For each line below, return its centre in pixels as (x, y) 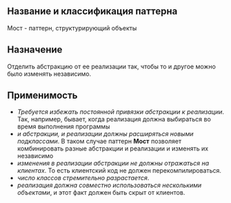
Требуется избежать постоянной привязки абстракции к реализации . (121, 112)
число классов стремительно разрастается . (83, 178)
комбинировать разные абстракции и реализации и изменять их (113, 148)
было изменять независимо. (49, 74)
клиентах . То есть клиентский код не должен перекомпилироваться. (119, 171)
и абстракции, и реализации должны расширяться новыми (106, 134)
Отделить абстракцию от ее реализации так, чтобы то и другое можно (111, 66)
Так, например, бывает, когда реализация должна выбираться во (114, 119)
